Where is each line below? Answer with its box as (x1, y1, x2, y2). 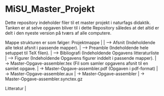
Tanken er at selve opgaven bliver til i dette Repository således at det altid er (5, 24, 160, 30)
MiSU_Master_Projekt (5, 3, 95, 15)
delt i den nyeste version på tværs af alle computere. (5, 30, 112, 36)
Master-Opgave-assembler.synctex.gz (5, 76, 83, 82)
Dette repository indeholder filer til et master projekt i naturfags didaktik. (5, 20, 151, 25)
